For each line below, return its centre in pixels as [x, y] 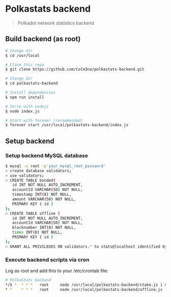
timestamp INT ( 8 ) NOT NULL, [42, 195]
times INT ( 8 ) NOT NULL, [37, 232]
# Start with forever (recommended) [44, 120]
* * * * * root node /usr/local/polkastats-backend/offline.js [84, 289]
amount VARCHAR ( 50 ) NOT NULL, [44, 199]
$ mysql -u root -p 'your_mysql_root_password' [55, 166]
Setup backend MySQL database [47, 155]
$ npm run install [25, 97]
